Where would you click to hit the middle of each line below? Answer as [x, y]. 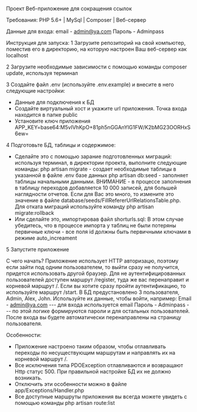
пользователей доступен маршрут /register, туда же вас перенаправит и [98, 279]
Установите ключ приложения [53, 121]
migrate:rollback [34, 213]
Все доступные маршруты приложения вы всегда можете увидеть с [101, 397]
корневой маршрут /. [41, 359]
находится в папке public [46, 115]
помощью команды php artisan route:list [65, 403]
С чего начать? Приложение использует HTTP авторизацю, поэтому [92, 261]
